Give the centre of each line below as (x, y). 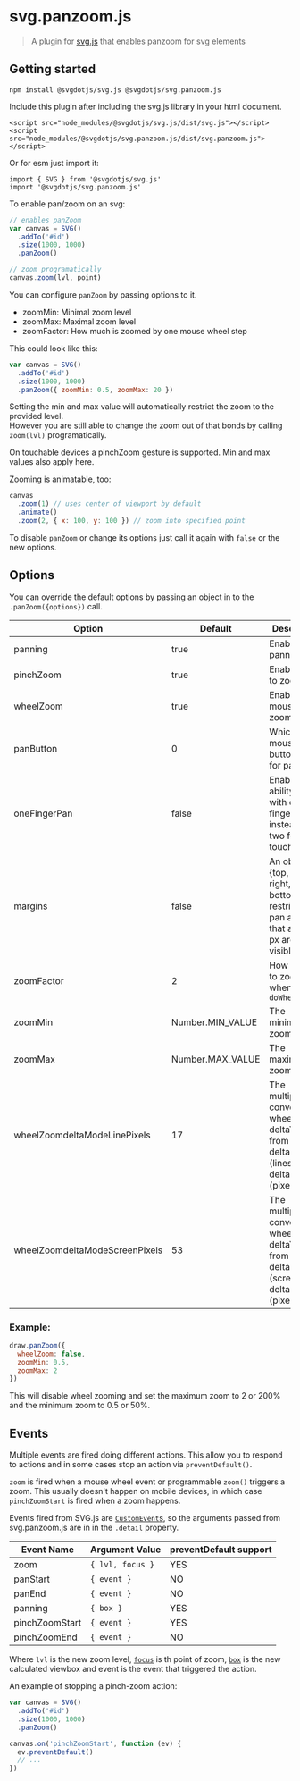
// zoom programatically (55, 270)
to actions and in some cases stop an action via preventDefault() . (131, 1465)
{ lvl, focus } (122, 1565)
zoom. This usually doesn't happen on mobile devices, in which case (136, 1491)
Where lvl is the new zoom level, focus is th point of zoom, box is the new (145, 1659)
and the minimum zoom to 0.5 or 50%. (80, 1406)
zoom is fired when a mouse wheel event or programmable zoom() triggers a (147, 1482)
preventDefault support (221, 1550)
